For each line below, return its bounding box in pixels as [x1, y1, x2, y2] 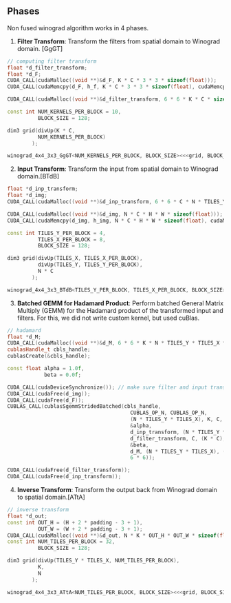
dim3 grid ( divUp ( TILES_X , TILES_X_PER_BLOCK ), [7, 255, 143, 262]
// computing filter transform [7, 58, 97, 65]
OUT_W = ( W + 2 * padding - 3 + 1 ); [37, 525, 143, 533]
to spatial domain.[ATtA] [16, 493, 86, 502]
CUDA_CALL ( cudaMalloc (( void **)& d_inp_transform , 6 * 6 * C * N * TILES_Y [7, 198, 226, 205]
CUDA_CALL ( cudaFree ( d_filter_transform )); [7, 467, 131, 474]
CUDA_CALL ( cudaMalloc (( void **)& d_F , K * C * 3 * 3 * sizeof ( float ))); [7, 77, 217, 84]
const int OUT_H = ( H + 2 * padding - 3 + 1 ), [7, 519, 143, 526]
